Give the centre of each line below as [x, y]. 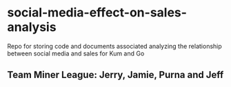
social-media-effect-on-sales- [97, 13]
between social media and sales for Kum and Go [76, 53]
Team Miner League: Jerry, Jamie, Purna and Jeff [115, 75]
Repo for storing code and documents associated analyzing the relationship [114, 46]
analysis [32, 27]
